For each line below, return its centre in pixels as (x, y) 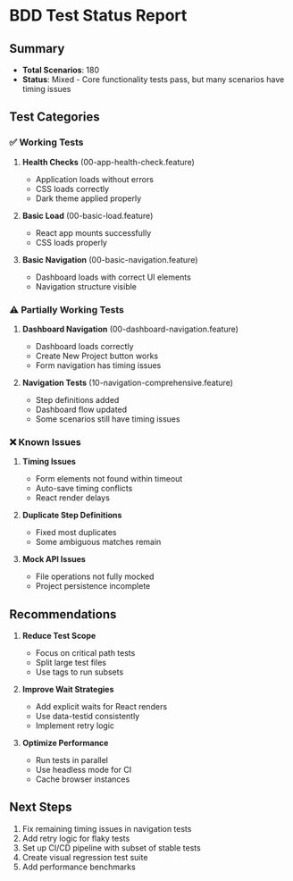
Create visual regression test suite (85, 857)
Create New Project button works (97, 356)
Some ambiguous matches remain (98, 542)
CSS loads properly (71, 242)
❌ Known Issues (46, 441)
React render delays (72, 498)
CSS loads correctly (72, 189)
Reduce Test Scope (59, 636)
